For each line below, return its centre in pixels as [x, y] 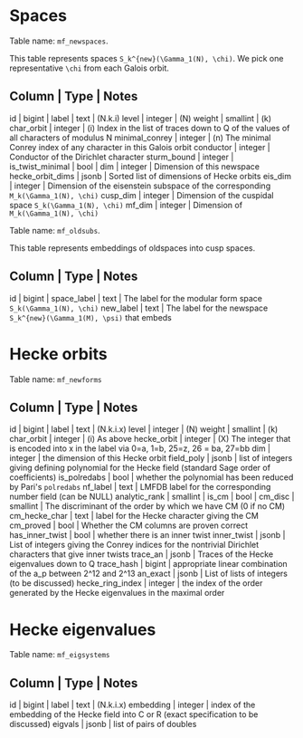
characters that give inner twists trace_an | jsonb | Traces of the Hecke [142, 554]
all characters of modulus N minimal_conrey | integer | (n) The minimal [140, 138]
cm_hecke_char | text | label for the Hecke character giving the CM [134, 516]
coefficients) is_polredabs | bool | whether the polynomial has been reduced [151, 477]
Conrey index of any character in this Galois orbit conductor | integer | [140, 147]
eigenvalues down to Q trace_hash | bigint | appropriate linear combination [148, 564]
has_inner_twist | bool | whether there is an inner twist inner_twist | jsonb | [147, 535]
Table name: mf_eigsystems [60, 655]
